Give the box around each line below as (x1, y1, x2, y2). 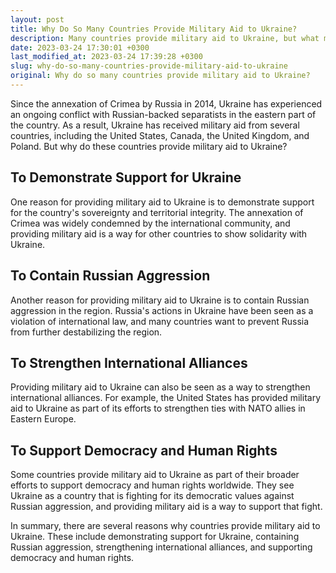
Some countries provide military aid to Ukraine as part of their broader (10, 469, 300, 481)
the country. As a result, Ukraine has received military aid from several (10, 119, 300, 131)
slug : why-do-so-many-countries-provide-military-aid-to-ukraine (10, 61, 288, 71)
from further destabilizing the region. (10, 326, 163, 338)
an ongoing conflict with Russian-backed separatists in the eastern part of (10, 108, 317, 120)
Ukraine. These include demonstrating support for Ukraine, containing (10, 531, 300, 543)
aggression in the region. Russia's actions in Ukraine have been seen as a (10, 304, 314, 316)
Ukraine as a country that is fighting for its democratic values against (10, 490, 295, 502)
